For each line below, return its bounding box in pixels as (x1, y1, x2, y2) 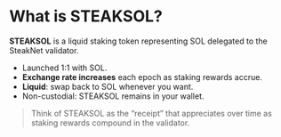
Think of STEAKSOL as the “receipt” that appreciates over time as (30, 108, 273, 118)
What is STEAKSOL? (9, 6, 163, 27)
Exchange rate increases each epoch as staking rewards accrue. (21, 71, 262, 82)
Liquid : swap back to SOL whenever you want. (21, 81, 194, 92)
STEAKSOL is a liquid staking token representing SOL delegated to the (9, 36, 269, 46)
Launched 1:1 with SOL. (21, 62, 108, 73)
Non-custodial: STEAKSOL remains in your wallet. (21, 91, 205, 101)
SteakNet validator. (9, 44, 79, 55)
